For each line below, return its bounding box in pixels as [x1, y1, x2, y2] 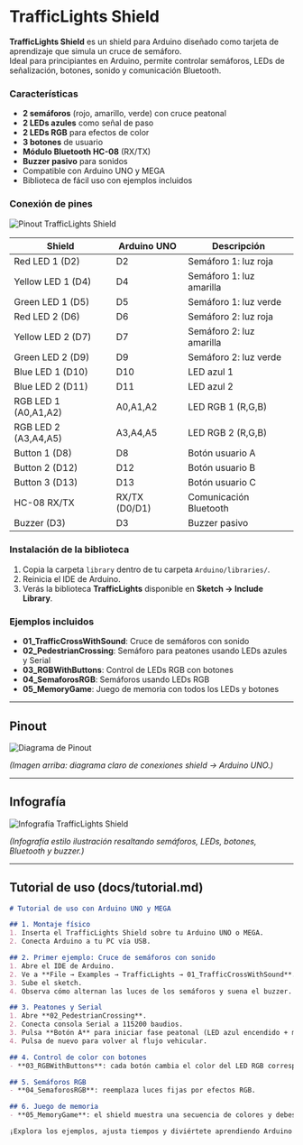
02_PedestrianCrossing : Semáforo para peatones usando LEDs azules [22, 645, 288, 656]
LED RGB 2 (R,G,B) [188, 426, 268, 439]
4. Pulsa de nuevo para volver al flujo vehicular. [9, 1036, 207, 1046]
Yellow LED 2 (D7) [14, 330, 92, 343]
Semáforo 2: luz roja [188, 309, 273, 322]
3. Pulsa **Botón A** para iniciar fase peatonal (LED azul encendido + [9, 1029, 289, 1038]
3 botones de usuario [22, 137, 104, 148]
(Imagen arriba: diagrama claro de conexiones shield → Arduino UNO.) [9, 760, 273, 771]
